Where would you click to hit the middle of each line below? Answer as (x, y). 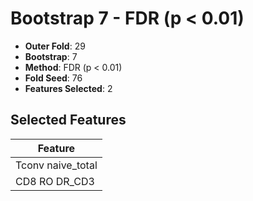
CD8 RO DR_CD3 (55, 181)
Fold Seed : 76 (53, 78)
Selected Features (68, 120)
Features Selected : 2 (68, 88)
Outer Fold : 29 (55, 46)
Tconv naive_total (56, 165)
